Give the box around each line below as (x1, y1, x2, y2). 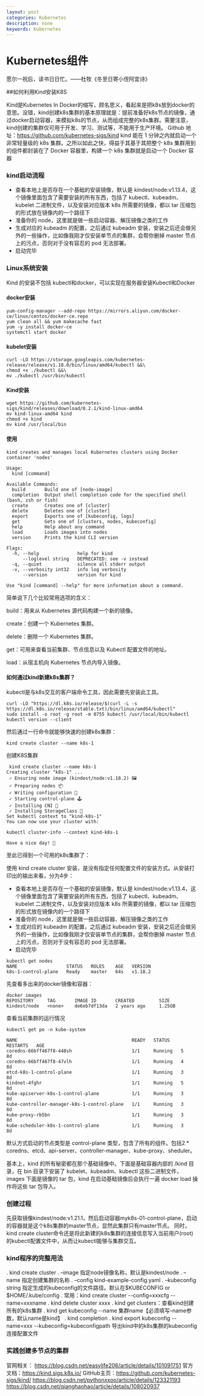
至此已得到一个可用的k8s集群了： (6, 851, 90, 859)
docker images (6, 992, 43, 998)
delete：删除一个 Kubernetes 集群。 (6, 632, 97, 640)
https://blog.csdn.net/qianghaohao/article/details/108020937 (6, 1383, 160, 1390)
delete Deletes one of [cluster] (12, 508, 111, 514)
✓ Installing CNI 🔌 (9, 803, 59, 809)
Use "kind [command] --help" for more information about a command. (6, 583, 184, 589)
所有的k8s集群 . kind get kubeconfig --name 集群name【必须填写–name (6, 1307, 187, 1314)
